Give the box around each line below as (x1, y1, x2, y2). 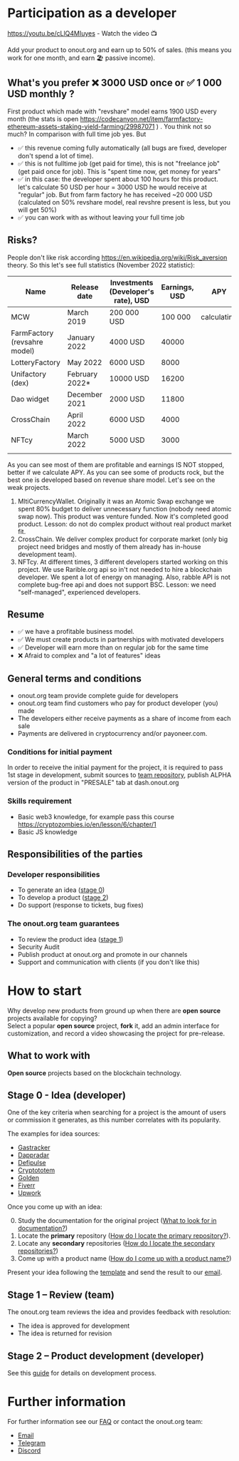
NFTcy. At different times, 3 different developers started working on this (17, 558, 228, 566)
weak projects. (7, 483, 51, 491)
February (67, 369, 98, 379)
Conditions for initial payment (7, 747, 112, 757)
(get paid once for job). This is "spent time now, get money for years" (17, 167, 221, 175)
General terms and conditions (7, 672, 142, 685)
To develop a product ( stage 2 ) (17, 893, 109, 902)
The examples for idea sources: (7, 1129, 100, 1138)
